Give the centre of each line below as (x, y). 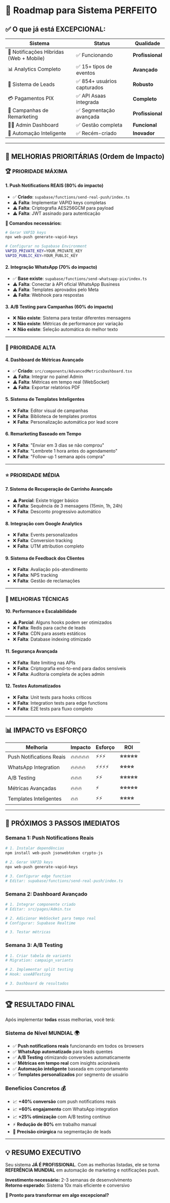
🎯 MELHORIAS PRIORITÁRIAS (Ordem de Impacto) (85, 157)
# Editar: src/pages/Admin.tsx (38, 909)
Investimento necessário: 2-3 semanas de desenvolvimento (69, 1180)
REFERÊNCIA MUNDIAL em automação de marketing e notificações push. (82, 1170)
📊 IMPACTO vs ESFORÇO (46, 730)
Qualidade (147, 43)
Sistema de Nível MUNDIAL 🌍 (42, 1033)
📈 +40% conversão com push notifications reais (64, 1101)
